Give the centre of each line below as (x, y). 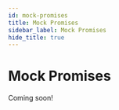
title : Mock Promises (43, 23)
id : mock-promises (38, 15)
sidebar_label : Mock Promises (58, 30)
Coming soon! (31, 98)
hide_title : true (36, 37)
